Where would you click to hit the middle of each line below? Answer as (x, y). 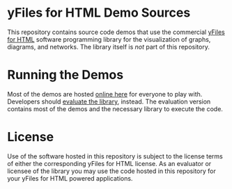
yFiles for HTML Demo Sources (99, 13)
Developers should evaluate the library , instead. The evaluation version (109, 101)
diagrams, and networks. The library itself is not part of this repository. (109, 47)
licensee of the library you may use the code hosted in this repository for (111, 171)
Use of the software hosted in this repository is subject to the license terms (115, 156)
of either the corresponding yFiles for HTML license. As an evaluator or (109, 163)
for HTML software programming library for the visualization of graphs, (109, 39)
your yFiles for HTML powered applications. (70, 178)
